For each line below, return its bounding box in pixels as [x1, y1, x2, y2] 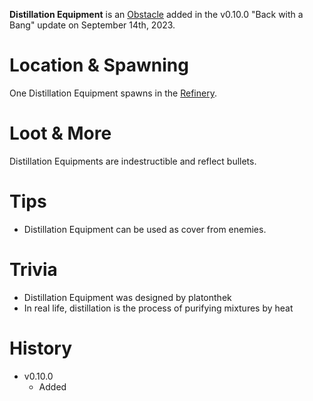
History [9, 337, 73, 359]
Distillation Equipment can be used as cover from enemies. [23, 223, 267, 235]
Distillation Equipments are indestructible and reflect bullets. [9, 155, 257, 167]
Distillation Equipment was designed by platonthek [23, 291, 232, 303]
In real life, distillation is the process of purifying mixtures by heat [23, 302, 294, 314]
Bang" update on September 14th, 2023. [9, 19, 176, 31]
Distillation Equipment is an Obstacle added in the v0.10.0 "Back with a [9, 9, 304, 20]
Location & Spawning [9, 54, 189, 77]
